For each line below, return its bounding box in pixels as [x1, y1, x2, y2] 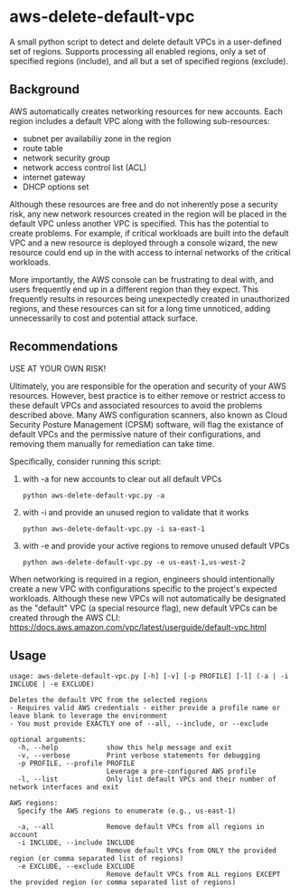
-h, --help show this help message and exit [17, 743, 232, 753]
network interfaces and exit [9, 783, 119, 792]
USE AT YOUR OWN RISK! [9, 362, 107, 373]
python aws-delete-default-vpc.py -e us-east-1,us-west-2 [22, 557, 246, 567]
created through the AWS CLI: [9, 612, 121, 622]
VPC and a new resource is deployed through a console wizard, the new [9, 237, 278, 248]
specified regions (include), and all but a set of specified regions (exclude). [9, 55, 289, 66]
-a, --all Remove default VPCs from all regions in [17, 823, 265, 832]
